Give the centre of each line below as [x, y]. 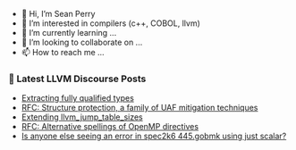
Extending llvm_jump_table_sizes [82, 117]
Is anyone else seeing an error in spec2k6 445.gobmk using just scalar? [154, 136]
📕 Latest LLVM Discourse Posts [77, 79]
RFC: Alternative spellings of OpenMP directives [110, 127]
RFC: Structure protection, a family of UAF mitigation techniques [140, 108]
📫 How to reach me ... [63, 52]
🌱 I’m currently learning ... [69, 33]
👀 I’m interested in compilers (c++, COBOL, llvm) [110, 23]
